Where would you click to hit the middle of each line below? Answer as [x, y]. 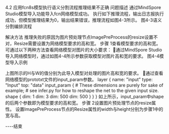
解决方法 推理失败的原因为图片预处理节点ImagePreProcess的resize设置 [79, 37]
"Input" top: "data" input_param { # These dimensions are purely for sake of [84, 85]
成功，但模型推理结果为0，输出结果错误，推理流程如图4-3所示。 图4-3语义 [83, 20]
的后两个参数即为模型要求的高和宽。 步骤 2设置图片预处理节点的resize [78, 103]
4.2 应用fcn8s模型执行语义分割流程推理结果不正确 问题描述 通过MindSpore [83, 7]
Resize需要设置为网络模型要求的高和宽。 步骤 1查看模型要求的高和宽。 [87, 43]
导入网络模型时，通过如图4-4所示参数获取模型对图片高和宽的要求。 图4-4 [82, 56]
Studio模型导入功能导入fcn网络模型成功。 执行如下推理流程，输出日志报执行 [85, 14]
